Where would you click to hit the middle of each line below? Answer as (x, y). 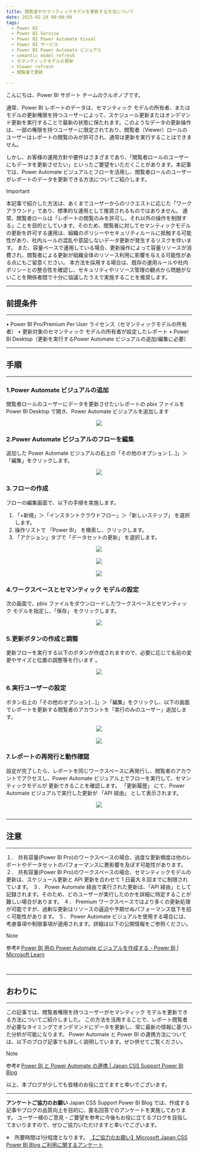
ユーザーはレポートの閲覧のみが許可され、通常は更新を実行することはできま (99, 137)
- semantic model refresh (43, 56)
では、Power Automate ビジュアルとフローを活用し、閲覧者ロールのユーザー (99, 172)
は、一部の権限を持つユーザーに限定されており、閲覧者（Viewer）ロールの (97, 130)
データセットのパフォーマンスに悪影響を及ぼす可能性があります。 (106, 864)
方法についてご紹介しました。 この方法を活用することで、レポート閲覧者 (99, 1020)
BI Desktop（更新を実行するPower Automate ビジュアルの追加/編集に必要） (98, 339)
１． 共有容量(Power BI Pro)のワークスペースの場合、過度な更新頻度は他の (96, 857)
